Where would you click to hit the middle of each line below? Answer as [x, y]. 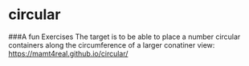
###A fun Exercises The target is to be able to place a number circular [124, 37]
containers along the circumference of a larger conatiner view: [112, 45]
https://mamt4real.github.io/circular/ [68, 53]
